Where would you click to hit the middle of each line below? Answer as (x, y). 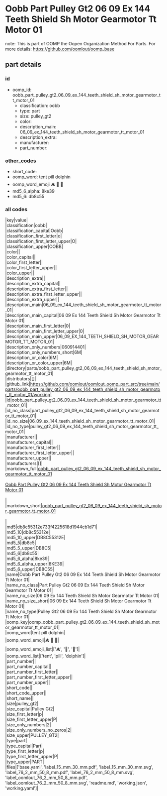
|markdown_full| (22, 469)
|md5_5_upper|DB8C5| (29, 548)
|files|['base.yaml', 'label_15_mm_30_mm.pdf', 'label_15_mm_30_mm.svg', (79, 767)
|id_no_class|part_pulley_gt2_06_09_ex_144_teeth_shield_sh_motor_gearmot (82, 411)
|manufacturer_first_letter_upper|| (40, 453)
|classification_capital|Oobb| (34, 231)
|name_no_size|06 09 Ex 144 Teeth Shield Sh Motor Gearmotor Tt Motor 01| (83, 596)
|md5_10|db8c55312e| (28, 532)
